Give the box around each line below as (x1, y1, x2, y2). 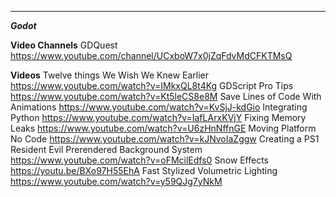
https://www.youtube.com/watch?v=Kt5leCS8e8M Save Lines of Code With (10, 91, 322, 102)
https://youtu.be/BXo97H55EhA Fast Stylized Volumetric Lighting (10, 165, 278, 176)
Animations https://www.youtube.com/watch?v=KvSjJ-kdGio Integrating (10, 101, 308, 113)
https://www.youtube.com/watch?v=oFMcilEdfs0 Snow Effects (10, 154, 269, 166)
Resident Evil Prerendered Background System (10, 144, 203, 155)
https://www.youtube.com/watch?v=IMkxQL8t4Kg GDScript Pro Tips (10, 80, 294, 91)
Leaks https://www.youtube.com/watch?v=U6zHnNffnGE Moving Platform (10, 122, 317, 134)
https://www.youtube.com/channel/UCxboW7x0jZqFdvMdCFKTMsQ (10, 50, 293, 61)
